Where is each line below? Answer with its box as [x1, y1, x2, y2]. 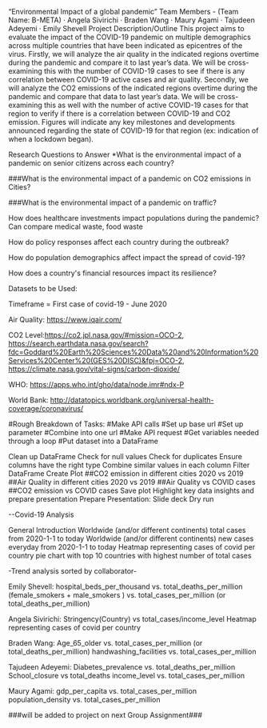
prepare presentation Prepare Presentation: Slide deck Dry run [8, 494, 214, 503]
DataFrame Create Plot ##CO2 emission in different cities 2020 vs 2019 [8, 469, 244, 478]
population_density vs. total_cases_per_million [8, 695, 161, 704]
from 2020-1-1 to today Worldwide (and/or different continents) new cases [8, 534, 254, 543]
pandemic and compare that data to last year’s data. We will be [8, 92, 216, 101]
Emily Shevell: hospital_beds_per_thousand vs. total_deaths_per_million [8, 582, 243, 591]
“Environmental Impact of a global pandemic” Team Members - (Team [8, 7, 239, 16]
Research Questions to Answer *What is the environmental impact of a [8, 150, 241, 159]
